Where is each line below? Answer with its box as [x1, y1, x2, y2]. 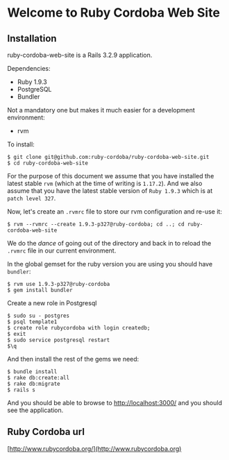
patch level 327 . [7, 194, 56, 202]
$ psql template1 [7, 318, 58, 325]
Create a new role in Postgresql [7, 299, 97, 307]
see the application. [7, 406, 64, 414]
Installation [7, 33, 57, 44]
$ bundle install [7, 368, 58, 375]
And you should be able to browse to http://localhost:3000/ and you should [7, 399, 222, 407]
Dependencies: [7, 65, 51, 72]
